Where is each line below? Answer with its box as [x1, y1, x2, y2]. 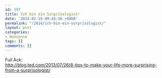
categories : [5, 30, 29, 35]
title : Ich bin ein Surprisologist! [5, 12, 80, 17]
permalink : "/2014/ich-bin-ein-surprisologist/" [5, 20, 107, 26]
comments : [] [5, 43, 32, 48]
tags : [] [5, 39, 23, 44]
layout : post [5, 25, 32, 30]
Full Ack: [5, 57, 23, 62]
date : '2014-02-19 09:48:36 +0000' [5, 16, 78, 21]
